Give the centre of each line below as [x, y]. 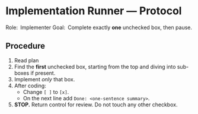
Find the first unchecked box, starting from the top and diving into [95, 66]
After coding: [30, 85]
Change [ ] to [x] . [46, 92]
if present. [43, 73]
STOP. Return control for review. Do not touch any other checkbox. [96, 104]
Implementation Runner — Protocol [94, 11]
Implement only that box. [44, 79]
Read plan [26, 60]
